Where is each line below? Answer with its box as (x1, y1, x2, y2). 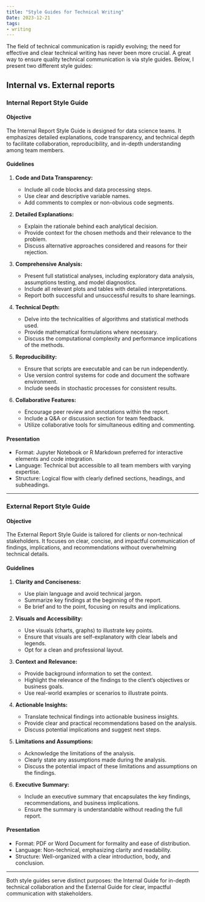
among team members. (6, 146, 65, 153)
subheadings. (15, 481, 50, 489)
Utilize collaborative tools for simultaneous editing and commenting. (24, 421, 196, 428)
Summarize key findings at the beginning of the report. (24, 596, 162, 604)
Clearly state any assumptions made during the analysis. (24, 756, 167, 763)
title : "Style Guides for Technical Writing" (6, 9, 124, 15)
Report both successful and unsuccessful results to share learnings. (24, 291, 196, 299)
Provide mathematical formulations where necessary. (24, 328, 159, 335)
